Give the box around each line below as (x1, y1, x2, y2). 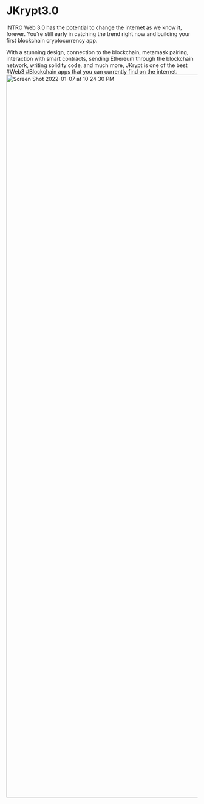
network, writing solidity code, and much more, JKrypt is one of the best (6, 61, 188, 69)
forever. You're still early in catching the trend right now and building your (6, 30, 191, 37)
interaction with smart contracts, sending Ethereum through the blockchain (6, 55, 194, 62)
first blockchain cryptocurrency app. (6, 37, 98, 44)
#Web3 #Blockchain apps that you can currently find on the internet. (6, 68, 178, 75)
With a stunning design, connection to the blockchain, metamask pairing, (6, 48, 189, 55)
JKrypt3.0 (6, 4, 59, 18)
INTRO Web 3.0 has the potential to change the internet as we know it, (6, 24, 182, 31)
